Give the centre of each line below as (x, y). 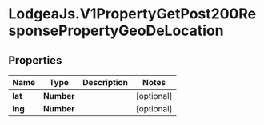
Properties (35, 60)
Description (105, 82)
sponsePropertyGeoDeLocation (116, 31)
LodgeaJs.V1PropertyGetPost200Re (132, 14)
